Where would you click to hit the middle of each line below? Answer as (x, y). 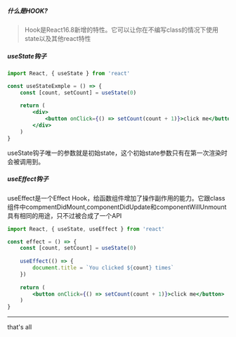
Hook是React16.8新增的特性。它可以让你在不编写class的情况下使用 (122, 30)
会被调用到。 (26, 161)
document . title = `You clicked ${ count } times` (103, 268)
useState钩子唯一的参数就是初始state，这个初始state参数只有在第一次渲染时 (117, 153)
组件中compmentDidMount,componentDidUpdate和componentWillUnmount (117, 207)
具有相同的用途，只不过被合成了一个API (65, 215)
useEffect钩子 (28, 179)
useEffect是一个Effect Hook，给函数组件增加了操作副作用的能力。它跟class (116, 198)
